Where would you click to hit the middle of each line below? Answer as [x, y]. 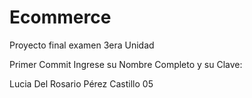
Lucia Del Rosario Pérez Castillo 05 [81, 83]
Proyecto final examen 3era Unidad [82, 45]
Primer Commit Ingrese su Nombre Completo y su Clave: [126, 64]
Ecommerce [60, 17]
